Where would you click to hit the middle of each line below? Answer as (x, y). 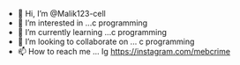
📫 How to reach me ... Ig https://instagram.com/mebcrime (124, 51)
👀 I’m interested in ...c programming (82, 23)
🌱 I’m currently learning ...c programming (92, 32)
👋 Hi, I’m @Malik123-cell (61, 14)
